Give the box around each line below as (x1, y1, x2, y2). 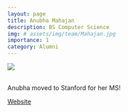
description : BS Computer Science (7, 23, 110, 30)
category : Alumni (7, 43, 59, 50)
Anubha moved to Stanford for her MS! (7, 84, 121, 92)
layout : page (7, 10, 46, 18)
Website (7, 97, 32, 106)
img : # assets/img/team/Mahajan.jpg (7, 30, 116, 38)
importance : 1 (7, 37, 50, 44)
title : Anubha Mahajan (7, 17, 75, 24)
